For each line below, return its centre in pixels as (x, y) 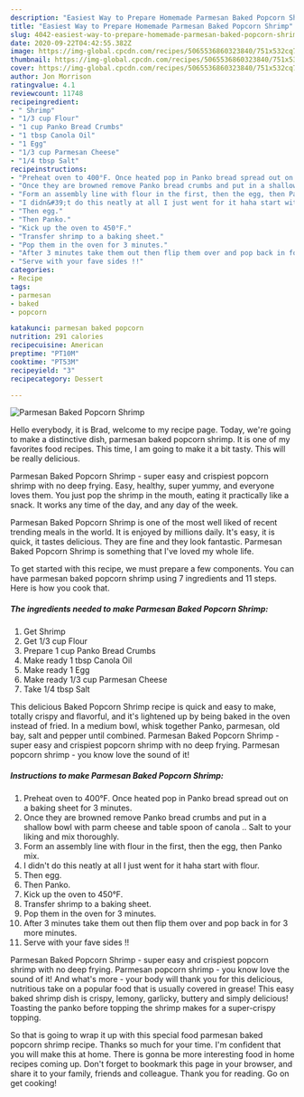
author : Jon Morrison (51, 77)
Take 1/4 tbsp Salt (56, 689)
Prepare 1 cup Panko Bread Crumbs (89, 651)
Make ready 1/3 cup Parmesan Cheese (95, 680)
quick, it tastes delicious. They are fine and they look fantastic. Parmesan (146, 542)
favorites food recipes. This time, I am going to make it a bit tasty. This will (148, 449)
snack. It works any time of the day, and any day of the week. (124, 505)
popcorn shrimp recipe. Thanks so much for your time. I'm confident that (146, 1045)
